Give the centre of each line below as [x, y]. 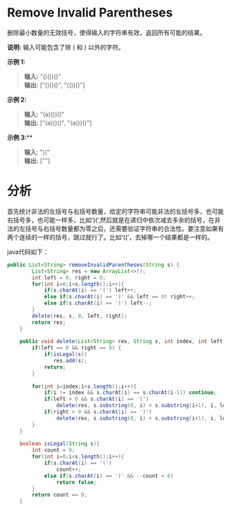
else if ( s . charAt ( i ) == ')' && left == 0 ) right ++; [119, 297]
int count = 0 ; [54, 450]
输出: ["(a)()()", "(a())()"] [58, 122]
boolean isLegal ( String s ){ [59, 444]
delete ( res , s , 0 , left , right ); [80, 316]
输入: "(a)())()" [44, 114]
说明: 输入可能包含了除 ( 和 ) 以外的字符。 [66, 47]
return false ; [76, 482]
